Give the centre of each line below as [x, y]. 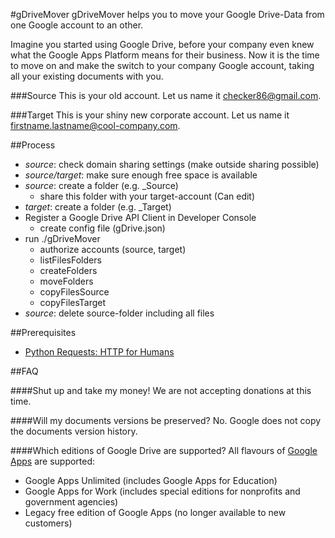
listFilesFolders [70, 260]
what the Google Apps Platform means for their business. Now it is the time [165, 55]
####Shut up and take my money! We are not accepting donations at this [161, 390]
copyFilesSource [74, 292]
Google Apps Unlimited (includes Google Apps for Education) [151, 480]
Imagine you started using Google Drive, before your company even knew [162, 44]
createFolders [68, 270]
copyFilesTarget [73, 302]
